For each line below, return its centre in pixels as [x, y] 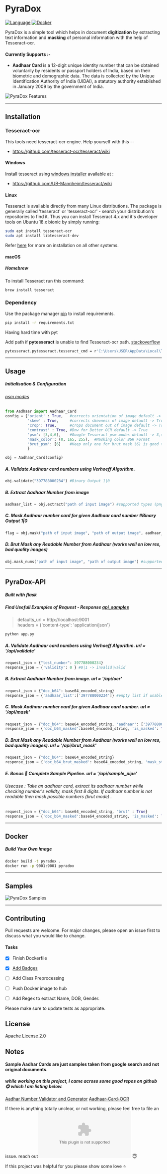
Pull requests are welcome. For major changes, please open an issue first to [83, 930]
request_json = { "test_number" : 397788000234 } [54, 663]
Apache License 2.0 [26, 1036]
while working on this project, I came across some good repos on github [81, 1081]
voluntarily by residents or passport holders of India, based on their [81, 71]
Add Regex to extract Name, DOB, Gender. [56, 998]
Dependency [21, 302]
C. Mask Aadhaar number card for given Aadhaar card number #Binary [81, 516]
